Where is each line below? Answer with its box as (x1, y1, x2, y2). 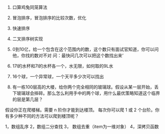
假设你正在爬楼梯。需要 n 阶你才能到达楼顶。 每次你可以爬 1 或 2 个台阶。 (5, 107, 156, 113)
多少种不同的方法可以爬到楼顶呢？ (9, 113, 79, 119)
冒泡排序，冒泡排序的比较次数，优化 (12, 15, 87, 21)
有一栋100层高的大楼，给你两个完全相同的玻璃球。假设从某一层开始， (12, 84, 155, 90)
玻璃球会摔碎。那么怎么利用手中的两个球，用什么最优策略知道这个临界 (16, 90, 160, 96)
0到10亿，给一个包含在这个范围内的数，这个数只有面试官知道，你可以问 (12, 46, 159, 52)
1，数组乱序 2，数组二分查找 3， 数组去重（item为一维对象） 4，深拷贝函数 (5, 124, 159, 130)
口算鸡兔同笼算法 (12, 4, 48, 10)
